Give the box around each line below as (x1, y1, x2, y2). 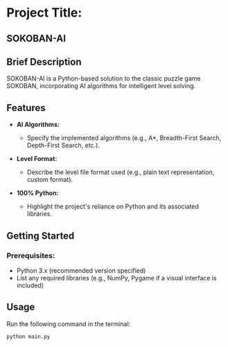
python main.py (6, 333, 51, 340)
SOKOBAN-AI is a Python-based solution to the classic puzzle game (6, 74, 201, 83)
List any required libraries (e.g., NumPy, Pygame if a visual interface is (16, 273, 217, 282)
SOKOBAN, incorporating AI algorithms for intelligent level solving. (6, 82, 196, 90)
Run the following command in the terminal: (6, 319, 131, 328)
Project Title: (6, 5, 82, 21)
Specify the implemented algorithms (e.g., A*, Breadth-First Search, (26, 134, 222, 142)
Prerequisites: (6, 251, 55, 260)
